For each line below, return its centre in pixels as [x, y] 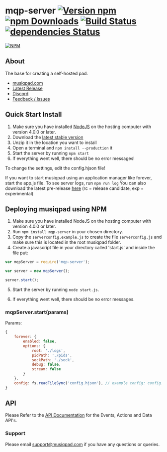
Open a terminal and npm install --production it [62, 148]
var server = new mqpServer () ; [38, 271]
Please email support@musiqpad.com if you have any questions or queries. [83, 444]
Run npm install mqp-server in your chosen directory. [68, 232]
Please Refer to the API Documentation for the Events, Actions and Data [79, 415]
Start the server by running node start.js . [56, 290]
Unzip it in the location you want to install [54, 143]
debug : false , [46, 365]
